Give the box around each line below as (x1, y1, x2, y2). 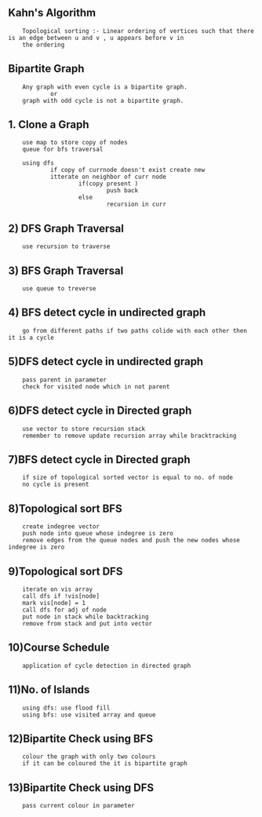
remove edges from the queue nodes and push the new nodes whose (22, 537, 241, 545)
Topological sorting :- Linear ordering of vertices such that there (22, 27, 255, 35)
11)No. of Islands (8, 683, 90, 697)
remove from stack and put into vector (22, 619, 153, 627)
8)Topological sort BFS (8, 502, 123, 515)
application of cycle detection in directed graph (22, 662, 191, 669)
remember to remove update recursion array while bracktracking (22, 432, 237, 440)
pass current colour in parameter (22, 802, 135, 810)
